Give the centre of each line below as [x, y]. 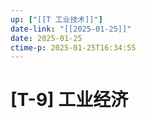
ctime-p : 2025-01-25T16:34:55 [73, 47]
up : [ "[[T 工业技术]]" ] [56, 19]
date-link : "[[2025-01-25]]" [71, 29]
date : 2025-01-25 [46, 38]
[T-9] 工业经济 [69, 100]
